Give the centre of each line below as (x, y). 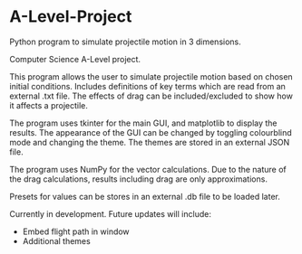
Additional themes (56, 240)
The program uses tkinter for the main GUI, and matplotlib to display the (144, 123)
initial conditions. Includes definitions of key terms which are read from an (147, 86)
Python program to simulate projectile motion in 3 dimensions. (126, 42)
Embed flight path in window (76, 231)
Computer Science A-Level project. (75, 59)
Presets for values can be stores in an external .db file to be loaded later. (145, 196)
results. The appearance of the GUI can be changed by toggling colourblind (151, 132)
